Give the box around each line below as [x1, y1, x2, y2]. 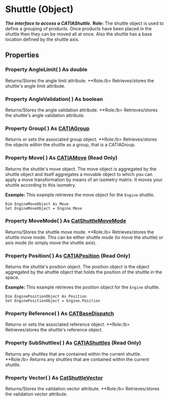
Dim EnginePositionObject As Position [5, 294, 87, 299]
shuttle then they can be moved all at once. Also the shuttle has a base [5, 31, 152, 37]
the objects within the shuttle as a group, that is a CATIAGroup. [5, 142, 136, 148]
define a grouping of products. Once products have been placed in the [5, 25, 152, 31]
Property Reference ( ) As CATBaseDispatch [5, 310, 115, 317]
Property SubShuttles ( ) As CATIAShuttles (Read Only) [5, 339, 141, 347]
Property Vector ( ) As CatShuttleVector [5, 374, 103, 381]
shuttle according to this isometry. [5, 182, 76, 188]
